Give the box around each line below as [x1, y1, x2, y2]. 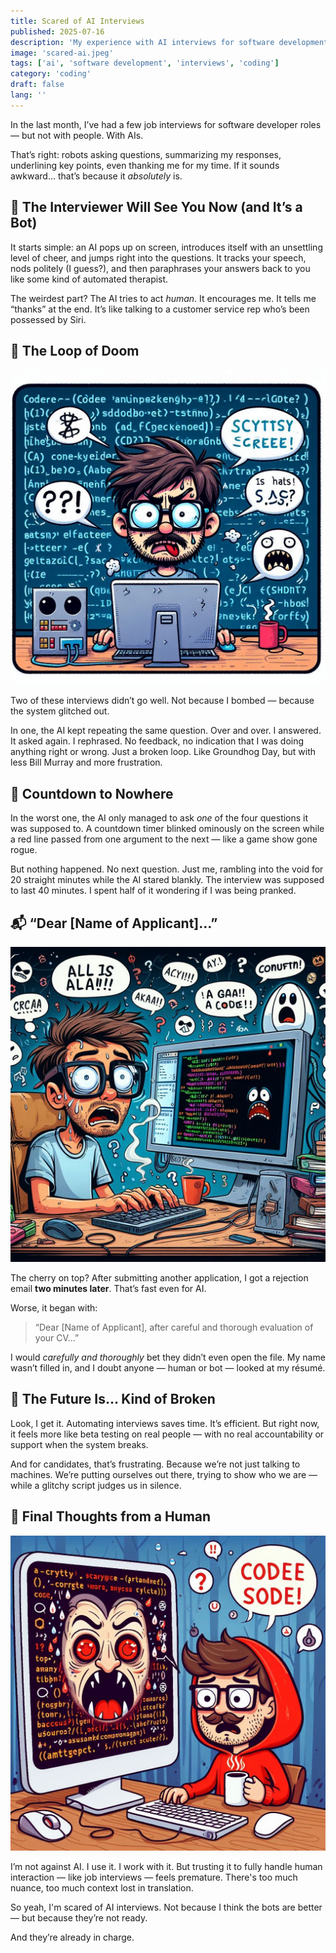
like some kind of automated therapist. [10, 273, 169, 285]
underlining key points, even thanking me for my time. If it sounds [10, 159, 280, 171]
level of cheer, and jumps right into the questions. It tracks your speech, [10, 251, 307, 264]
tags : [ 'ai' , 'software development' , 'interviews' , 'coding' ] [10, 58, 280, 69]
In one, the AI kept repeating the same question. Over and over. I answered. [10, 725, 322, 737]
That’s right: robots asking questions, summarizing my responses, [10, 148, 282, 160]
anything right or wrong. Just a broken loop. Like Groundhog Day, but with [10, 746, 317, 758]
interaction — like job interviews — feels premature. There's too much [10, 1871, 298, 1883]
